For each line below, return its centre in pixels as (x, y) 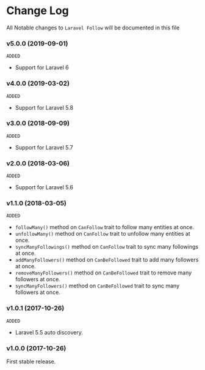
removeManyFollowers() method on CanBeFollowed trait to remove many (103, 273)
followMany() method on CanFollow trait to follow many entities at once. (104, 227)
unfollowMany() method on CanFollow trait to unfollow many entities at (103, 234)
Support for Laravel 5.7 (44, 147)
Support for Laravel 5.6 (44, 187)
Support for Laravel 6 (42, 67)
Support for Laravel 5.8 (44, 107)
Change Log (38, 11)
